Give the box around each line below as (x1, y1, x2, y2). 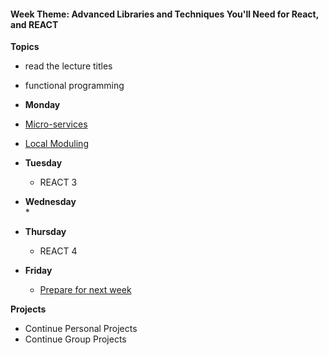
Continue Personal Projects (24, 323, 138, 335)
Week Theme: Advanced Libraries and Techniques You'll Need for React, (10, 8, 319, 20)
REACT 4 (39, 245, 78, 257)
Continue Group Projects (24, 333, 127, 345)
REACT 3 (39, 176, 78, 189)
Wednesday (24, 196, 77, 208)
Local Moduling (24, 138, 89, 150)
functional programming (24, 80, 125, 92)
